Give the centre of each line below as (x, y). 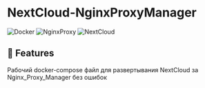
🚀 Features (31, 53)
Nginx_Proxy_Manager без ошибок (57, 77)
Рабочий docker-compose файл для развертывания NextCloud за (103, 69)
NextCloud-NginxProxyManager (102, 13)
